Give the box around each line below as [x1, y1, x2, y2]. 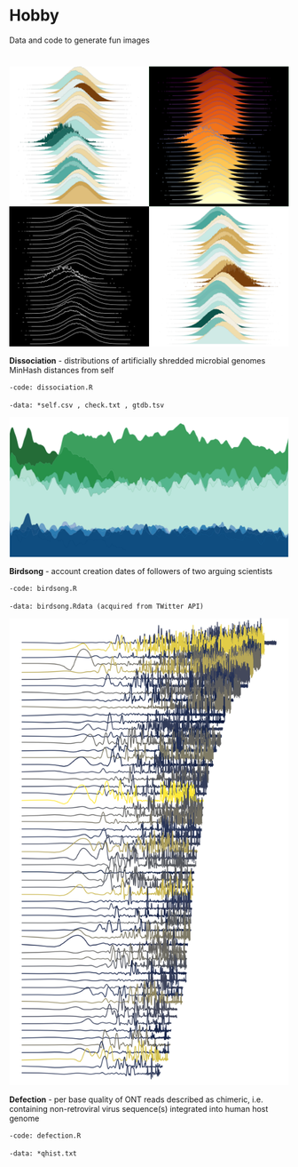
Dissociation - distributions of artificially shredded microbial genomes [9, 356, 266, 366]
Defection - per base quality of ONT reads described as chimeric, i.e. [9, 1094, 263, 1105]
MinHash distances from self [9, 365, 114, 376]
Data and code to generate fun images [9, 35, 151, 45]
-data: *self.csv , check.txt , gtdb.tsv [9, 401, 165, 410]
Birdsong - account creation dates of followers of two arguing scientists [9, 566, 273, 577]
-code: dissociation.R [9, 383, 93, 392]
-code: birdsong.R [9, 584, 77, 594]
